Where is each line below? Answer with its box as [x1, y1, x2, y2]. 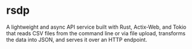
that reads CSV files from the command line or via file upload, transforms [6, 29, 186, 36]
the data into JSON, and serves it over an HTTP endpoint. [6, 36, 147, 43]
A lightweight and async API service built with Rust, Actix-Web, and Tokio [6, 23, 187, 30]
